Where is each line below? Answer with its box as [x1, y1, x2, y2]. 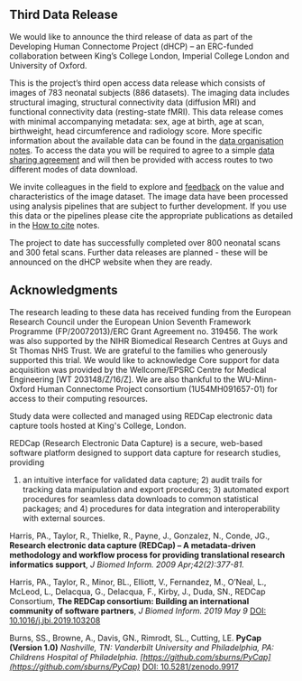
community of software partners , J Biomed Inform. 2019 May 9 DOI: [9, 605, 267, 616]
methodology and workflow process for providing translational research [9, 549, 286, 560]
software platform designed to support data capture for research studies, [9, 447, 281, 458]
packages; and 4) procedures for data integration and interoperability [22, 503, 280, 514]
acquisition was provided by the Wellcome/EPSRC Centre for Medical [9, 364, 267, 375]
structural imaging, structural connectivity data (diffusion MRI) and [9, 97, 257, 107]
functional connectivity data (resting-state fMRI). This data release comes [9, 106, 284, 117]
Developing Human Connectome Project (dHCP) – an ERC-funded [9, 41, 254, 51]
